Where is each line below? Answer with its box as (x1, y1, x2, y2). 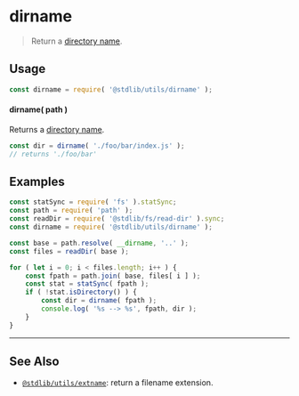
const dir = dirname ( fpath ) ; (41, 296, 158, 305)
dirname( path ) (9, 104, 69, 115)
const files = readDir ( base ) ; (9, 246, 129, 255)
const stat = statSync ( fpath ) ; (25, 279, 149, 288)
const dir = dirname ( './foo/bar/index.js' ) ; (9, 141, 185, 150)
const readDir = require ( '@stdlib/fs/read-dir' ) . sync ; (9, 214, 225, 223)
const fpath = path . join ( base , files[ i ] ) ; (25, 271, 201, 280)
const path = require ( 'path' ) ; (9, 206, 133, 215)
